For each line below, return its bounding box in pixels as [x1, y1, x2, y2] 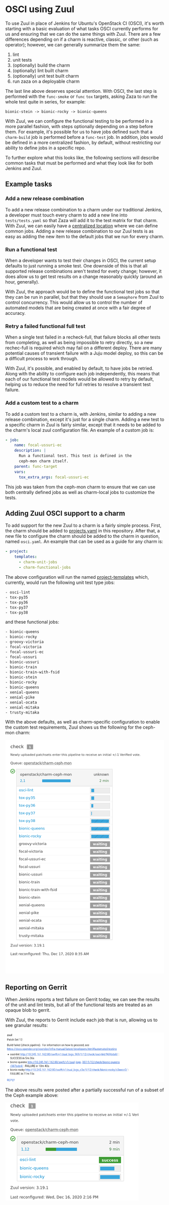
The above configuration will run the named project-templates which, [5, 574, 149, 580]
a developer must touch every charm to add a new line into [5, 212, 128, 218]
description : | [14, 448, 46, 453]
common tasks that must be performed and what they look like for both [5, 160, 153, 166]
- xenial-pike [5, 695, 35, 700]
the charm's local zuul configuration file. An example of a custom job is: [5, 427, 154, 433]
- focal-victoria [5, 644, 42, 649]
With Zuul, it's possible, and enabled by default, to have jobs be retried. [5, 365, 154, 371]
